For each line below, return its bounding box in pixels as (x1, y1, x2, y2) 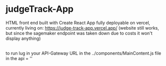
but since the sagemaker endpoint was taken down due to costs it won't (5, 30, 153, 36)
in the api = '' (5, 55, 33, 61)
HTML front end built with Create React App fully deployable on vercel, (5, 20, 151, 26)
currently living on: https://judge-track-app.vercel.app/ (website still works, (5, 25, 159, 31)
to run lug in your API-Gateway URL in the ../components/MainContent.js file (5, 50, 162, 56)
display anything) (5, 35, 41, 41)
